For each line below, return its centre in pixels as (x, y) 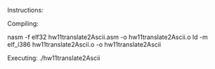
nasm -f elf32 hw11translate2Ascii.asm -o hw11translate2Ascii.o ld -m (108, 37)
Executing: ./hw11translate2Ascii (54, 58)
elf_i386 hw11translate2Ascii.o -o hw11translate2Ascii (84, 44)
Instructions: (25, 10)
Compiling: (23, 23)
